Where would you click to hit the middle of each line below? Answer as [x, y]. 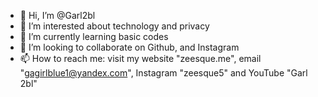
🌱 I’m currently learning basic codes [94, 36]
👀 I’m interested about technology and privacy [114, 26]
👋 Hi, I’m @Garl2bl [57, 15]
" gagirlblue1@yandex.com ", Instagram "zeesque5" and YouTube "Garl [163, 73]
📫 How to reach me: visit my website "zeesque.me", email [140, 58]
